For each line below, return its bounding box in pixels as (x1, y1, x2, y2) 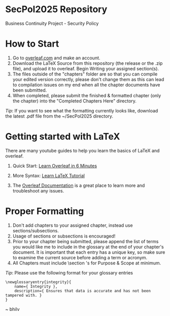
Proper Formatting (5, 206, 84, 217)
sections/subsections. (12, 227, 59, 233)
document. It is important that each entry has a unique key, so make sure (12, 249, 165, 255)
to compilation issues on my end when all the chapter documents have (12, 82, 160, 88)
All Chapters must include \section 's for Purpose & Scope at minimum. (12, 260, 161, 266)
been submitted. (12, 87, 47, 93)
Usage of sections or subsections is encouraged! (12, 233, 116, 239)
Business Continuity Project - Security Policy (5, 20, 99, 26)
